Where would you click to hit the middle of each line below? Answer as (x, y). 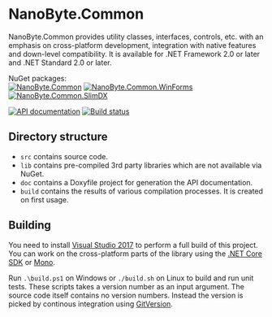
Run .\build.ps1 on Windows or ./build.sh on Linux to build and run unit (131, 278)
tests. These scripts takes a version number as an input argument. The (127, 286)
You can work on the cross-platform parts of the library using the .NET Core (135, 254)
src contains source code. (64, 156)
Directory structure (58, 137)
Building (30, 226)
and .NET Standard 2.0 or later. (60, 63)
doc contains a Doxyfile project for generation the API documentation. (136, 182)
